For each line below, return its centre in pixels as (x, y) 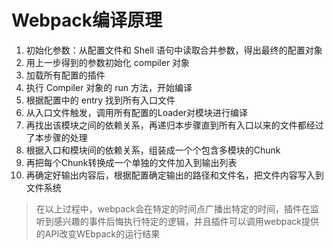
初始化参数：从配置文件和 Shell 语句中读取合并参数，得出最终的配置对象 (174, 50)
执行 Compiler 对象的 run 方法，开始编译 (109, 87)
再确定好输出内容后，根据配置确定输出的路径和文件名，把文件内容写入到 (174, 175)
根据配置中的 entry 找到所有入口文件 (100, 100)
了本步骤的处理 (56, 137)
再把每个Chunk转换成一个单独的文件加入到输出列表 (131, 162)
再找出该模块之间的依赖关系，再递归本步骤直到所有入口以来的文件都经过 (174, 125)
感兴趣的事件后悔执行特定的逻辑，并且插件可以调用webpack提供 (186, 221)
